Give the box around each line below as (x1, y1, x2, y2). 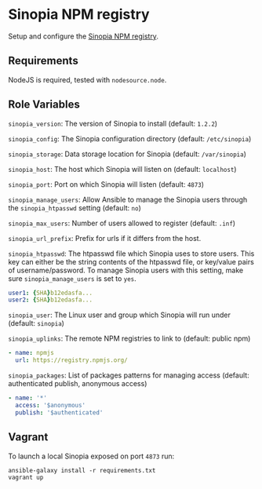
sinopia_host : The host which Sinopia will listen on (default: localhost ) (8, 164, 237, 173)
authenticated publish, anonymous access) (8, 379, 147, 389)
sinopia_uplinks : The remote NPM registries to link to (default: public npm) (8, 334, 251, 343)
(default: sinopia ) (8, 319, 65, 328)
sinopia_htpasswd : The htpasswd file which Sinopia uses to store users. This (8, 249, 255, 258)
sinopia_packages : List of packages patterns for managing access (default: (8, 370, 249, 380)
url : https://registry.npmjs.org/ (15, 356, 128, 364)
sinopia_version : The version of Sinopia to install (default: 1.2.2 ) (8, 119, 218, 128)
